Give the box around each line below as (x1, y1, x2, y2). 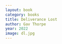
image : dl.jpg (5, 31, 35, 36)
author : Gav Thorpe (5, 21, 46, 27)
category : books (5, 12, 39, 17)
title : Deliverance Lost (5, 17, 57, 22)
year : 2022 (5, 26, 28, 31)
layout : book (5, 7, 33, 13)
